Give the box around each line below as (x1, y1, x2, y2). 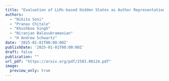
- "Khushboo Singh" (10, 26, 51, 31)
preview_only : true (10, 68, 51, 73)
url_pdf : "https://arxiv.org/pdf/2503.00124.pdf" (5, 59, 112, 64)
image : (5, 63, 19, 68)
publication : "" (5, 54, 39, 59)
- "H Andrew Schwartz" (10, 36, 57, 41)
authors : (5, 12, 24, 17)
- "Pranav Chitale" (10, 21, 51, 27)
